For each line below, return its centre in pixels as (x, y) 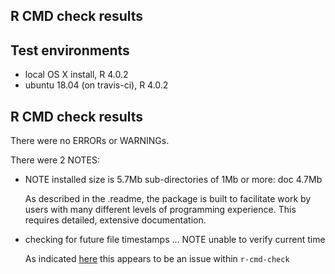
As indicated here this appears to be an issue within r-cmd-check (157, 259)
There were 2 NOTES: (55, 160)
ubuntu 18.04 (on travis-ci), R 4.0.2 (96, 85)
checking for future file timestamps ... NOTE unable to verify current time (175, 240)
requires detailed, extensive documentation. (115, 220)
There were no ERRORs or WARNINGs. (90, 141)
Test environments (70, 50)
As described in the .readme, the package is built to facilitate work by (168, 199)
